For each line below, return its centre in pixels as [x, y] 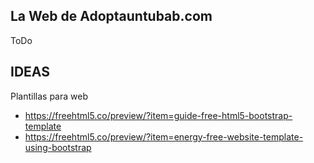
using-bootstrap [58, 147]
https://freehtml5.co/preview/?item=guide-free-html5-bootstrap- [158, 115]
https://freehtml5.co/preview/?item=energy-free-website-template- [164, 136]
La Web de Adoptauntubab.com [111, 16]
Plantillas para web [49, 96]
